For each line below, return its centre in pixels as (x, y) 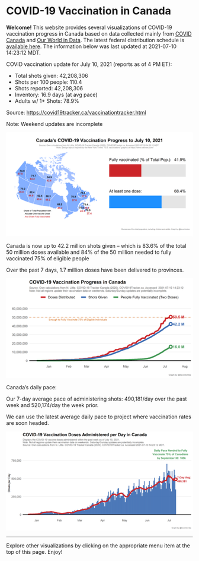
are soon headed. (28, 423)
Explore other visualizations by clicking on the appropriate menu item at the (98, 546)
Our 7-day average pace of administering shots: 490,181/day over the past (97, 399)
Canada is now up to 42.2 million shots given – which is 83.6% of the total (96, 245)
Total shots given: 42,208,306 (51, 75)
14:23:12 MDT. (24, 52)
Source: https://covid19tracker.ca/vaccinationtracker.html (76, 112)
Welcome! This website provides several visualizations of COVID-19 (89, 27)
